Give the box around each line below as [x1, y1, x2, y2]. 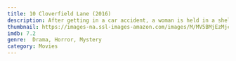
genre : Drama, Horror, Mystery [7, 36, 102, 43]
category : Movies [7, 43, 58, 50]
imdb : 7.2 [7, 29, 37, 37]
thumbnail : [7, 23, 39, 30]
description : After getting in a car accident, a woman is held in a [7, 17, 216, 24]
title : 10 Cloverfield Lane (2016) [7, 10, 112, 18]
